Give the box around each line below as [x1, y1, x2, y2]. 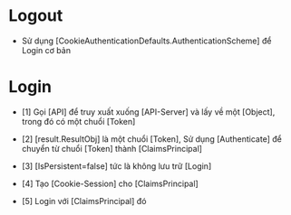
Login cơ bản [21, 44, 72, 55]
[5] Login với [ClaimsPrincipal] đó [21, 195, 147, 206]
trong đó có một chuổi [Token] [21, 116, 136, 126]
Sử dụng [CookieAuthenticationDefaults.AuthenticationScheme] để [21, 35, 272, 46]
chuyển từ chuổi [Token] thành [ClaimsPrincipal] [21, 143, 203, 154]
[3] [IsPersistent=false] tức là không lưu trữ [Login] [21, 160, 212, 172]
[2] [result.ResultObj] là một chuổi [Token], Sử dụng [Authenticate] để [21, 133, 282, 145]
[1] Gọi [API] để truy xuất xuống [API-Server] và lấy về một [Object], [21, 106, 276, 117]
